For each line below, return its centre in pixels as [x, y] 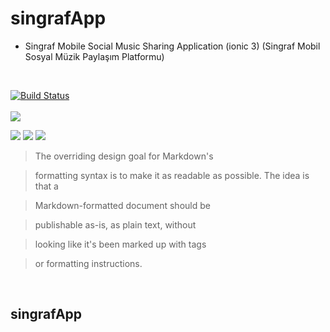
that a [46, 186]
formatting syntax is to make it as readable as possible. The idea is [172, 175]
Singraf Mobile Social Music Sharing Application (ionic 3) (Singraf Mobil [172, 46]
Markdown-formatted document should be [122, 205]
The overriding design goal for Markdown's [124, 156]
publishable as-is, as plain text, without [115, 224]
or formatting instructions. [88, 263]
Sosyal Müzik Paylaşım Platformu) [94, 56]
